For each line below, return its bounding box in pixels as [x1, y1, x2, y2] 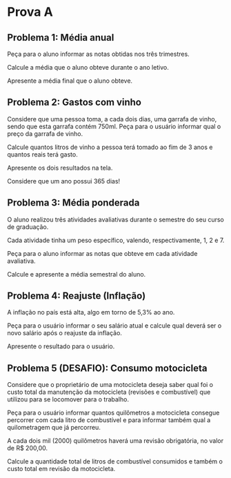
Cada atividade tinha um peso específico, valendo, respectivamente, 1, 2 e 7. [7, 236, 225, 244]
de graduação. [7, 222, 49, 231]
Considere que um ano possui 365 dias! [7, 177, 121, 185]
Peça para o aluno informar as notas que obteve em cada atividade [7, 249, 198, 257]
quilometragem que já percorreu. [7, 424, 101, 432]
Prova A [7, 4, 53, 20]
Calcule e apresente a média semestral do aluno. [7, 270, 146, 278]
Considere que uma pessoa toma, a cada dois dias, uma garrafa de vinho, [7, 114, 217, 123]
